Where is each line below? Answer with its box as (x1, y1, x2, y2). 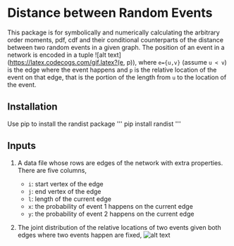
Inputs (7, 140, 37, 152)
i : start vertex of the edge (27, 179, 104, 188)
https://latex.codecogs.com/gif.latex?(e (9, 58, 123, 66)
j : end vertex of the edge (27, 187, 101, 195)
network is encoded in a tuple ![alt (7, 51, 107, 59)
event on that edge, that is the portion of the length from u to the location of (7, 72, 227, 82)
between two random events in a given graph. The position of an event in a (7, 43, 225, 51)
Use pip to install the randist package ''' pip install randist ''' (7, 119, 181, 128)
